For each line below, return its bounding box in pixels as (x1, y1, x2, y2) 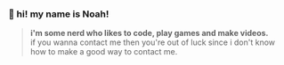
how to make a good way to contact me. (29, 47, 178, 57)
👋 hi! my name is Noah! (8, 8, 110, 20)
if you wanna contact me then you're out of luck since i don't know (29, 37, 276, 47)
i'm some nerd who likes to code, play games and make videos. (29, 28, 269, 39)
